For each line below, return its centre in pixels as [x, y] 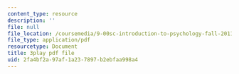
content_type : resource [43, 14]
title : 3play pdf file [41, 54]
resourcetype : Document [43, 47]
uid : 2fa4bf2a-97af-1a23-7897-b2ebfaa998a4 [73, 60]
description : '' [31, 20]
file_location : [30, 33]
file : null [23, 27]
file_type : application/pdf [49, 40]
